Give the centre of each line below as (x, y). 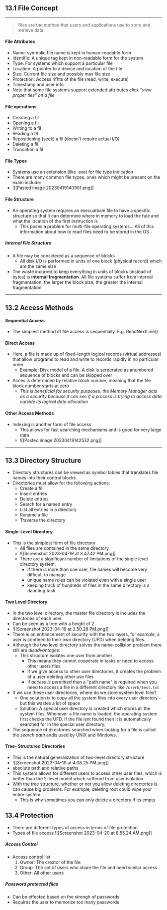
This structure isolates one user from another (66, 655)
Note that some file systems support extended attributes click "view (82, 90)
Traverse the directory (42, 520)
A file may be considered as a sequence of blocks (64, 255)
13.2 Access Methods (39, 308)
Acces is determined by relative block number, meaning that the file (82, 381)
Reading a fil (25, 134)
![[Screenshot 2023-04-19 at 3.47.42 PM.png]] (68, 553)
